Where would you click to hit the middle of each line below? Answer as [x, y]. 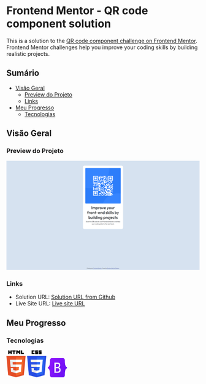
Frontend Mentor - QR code [77, 11]
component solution [59, 24]
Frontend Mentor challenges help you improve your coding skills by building [102, 47]
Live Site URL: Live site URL [50, 304]
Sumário [23, 73]
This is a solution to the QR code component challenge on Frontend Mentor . [102, 41]
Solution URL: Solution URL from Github [65, 297]
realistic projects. [28, 53]
